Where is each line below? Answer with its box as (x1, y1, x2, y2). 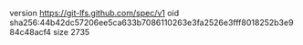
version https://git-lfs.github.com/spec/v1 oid (9, 8, 180, 18)
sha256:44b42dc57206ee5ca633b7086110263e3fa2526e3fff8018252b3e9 (9, 17, 294, 28)
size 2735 (53, 27, 90, 37)
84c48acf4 (9, 27, 52, 37)
